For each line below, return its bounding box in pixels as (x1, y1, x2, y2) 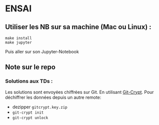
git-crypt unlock (12, 115, 49, 120)
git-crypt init (12, 110, 44, 115)
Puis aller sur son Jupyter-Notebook (5, 49, 79, 54)
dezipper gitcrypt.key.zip (12, 104, 68, 110)
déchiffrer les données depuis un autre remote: (5, 94, 102, 100)
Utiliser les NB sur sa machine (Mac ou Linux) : (5, 23, 152, 31)
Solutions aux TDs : (5, 78, 53, 84)
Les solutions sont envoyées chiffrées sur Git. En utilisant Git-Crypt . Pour (5, 89, 154, 95)
